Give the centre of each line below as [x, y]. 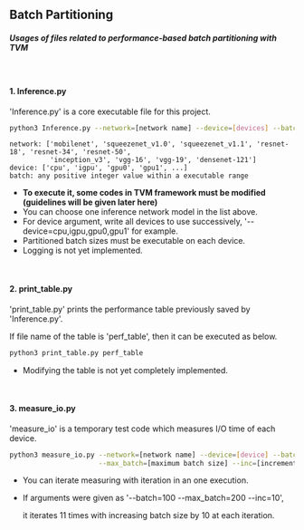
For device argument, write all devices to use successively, [132, 222]
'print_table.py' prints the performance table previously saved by [130, 309]
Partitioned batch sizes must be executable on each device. [134, 241]
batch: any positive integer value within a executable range [129, 176]
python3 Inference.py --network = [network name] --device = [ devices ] [139, 128]
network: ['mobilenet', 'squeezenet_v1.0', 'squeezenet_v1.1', [131, 144]
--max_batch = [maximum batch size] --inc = [177, 463]
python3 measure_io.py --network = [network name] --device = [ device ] [139, 455]
